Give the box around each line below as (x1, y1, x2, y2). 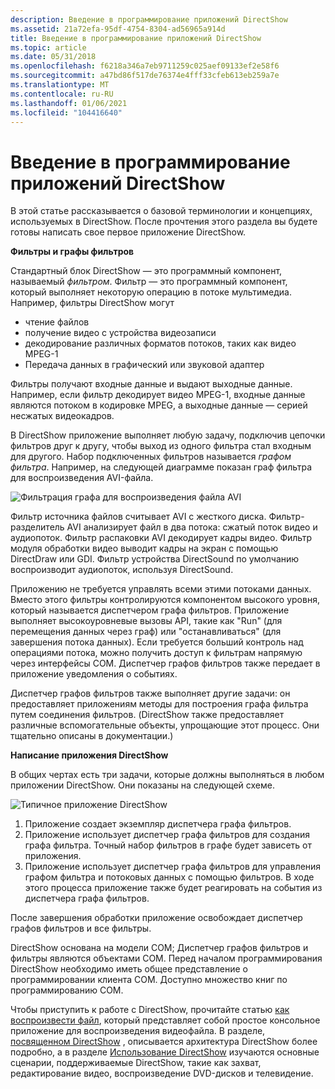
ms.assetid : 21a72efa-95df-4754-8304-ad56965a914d (10, 24, 226, 34)
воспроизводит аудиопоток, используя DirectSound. (10, 564, 234, 576)
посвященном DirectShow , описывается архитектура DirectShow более (10, 1036, 318, 1048)
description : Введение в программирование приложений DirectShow (10, 14, 288, 25)
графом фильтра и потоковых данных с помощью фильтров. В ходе (24, 871, 315, 883)
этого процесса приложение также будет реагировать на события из (24, 882, 323, 894)
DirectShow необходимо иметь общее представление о (10, 963, 248, 975)
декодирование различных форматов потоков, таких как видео (24, 337, 297, 350)
